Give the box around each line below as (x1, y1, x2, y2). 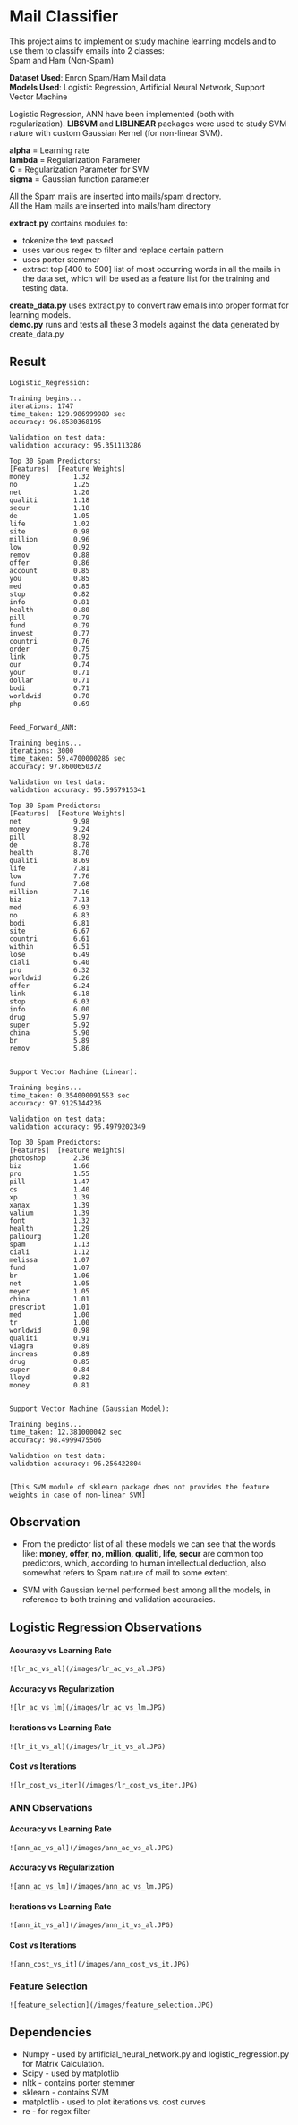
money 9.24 (9, 824, 90, 833)
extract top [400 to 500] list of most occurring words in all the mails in (21, 263, 281, 274)
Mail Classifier (9, 6, 119, 27)
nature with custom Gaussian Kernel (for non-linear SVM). (9, 127, 224, 138)
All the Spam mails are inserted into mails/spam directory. (9, 191, 222, 201)
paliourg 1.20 (9, 1232, 90, 1241)
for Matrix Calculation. (21, 2058, 105, 2069)
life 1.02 (9, 519, 90, 528)
